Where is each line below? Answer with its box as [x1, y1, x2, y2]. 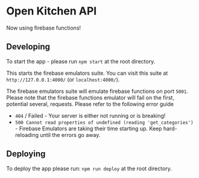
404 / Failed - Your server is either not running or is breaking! [14, 112, 166, 119]
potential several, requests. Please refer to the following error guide [6, 100, 174, 107]
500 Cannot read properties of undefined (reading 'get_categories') [14, 119, 194, 126]
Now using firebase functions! [6, 24, 81, 31]
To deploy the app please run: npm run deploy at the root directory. [6, 165, 172, 172]
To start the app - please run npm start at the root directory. [6, 57, 156, 65]
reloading [14, 131, 39, 138]
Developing [6, 42, 50, 52]
